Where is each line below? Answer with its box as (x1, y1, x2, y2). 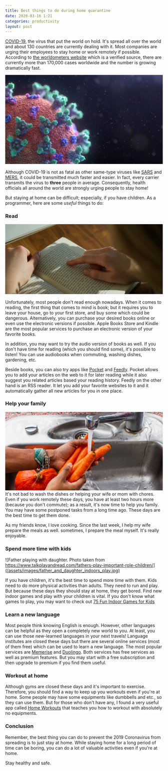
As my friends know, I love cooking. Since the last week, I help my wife (5, 522, 151, 528)
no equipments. (5, 710, 37, 716)
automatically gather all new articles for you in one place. (5, 388, 123, 394)
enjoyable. (5, 533, 26, 539)
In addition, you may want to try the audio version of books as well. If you (5, 341, 156, 347)
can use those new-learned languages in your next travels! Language (5, 633, 148, 639)
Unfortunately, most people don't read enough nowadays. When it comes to (5, 299, 161, 305)
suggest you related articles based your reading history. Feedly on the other (5, 377, 161, 383)
